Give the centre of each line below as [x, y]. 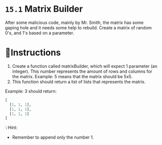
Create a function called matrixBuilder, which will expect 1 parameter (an [85, 66]
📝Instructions [33, 53]
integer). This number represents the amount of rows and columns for [82, 71]
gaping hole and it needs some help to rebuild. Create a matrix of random [79, 27]
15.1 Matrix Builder [44, 9]
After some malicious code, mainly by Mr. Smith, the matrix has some [74, 22]
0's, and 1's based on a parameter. [40, 33]
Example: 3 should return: [31, 91]
